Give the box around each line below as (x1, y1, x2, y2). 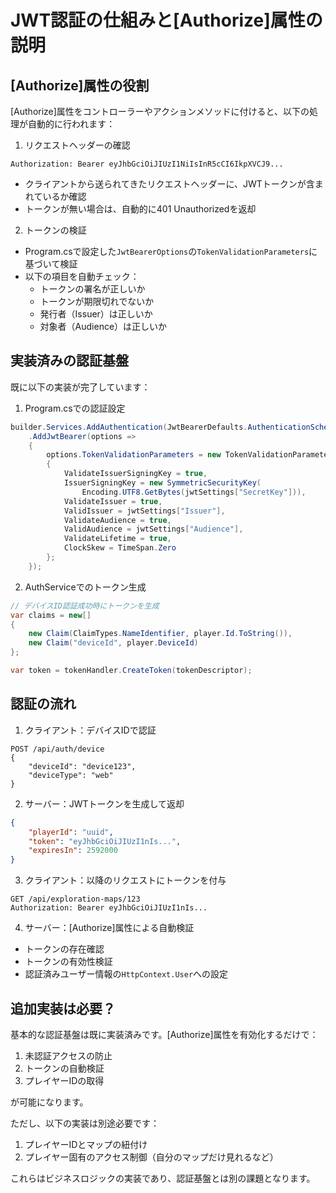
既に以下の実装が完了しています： (10, 381, 151, 393)
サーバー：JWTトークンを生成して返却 (24, 797, 185, 810)
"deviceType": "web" (28, 770, 114, 780)
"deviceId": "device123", (28, 761, 137, 771)
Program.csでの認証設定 (24, 402, 126, 414)
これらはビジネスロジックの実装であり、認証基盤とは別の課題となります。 (10, 1172, 316, 1184)
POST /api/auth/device (10, 744, 105, 754)
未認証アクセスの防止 (24, 1049, 113, 1061)
